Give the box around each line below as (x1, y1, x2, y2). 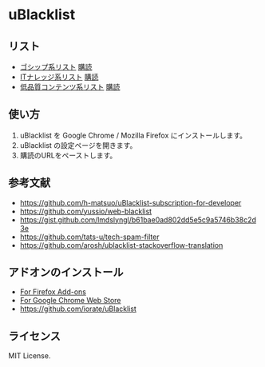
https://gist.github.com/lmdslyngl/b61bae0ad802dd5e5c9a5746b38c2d (19, 214, 257, 225)
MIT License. (8, 351, 51, 361)
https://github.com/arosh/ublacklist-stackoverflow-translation (19, 240, 223, 249)
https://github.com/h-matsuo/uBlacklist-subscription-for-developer (19, 197, 242, 207)
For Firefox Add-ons (19, 287, 86, 297)
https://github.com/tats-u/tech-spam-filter (19, 232, 160, 241)
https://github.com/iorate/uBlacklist (19, 304, 137, 313)
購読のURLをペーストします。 (19, 150, 117, 160)
